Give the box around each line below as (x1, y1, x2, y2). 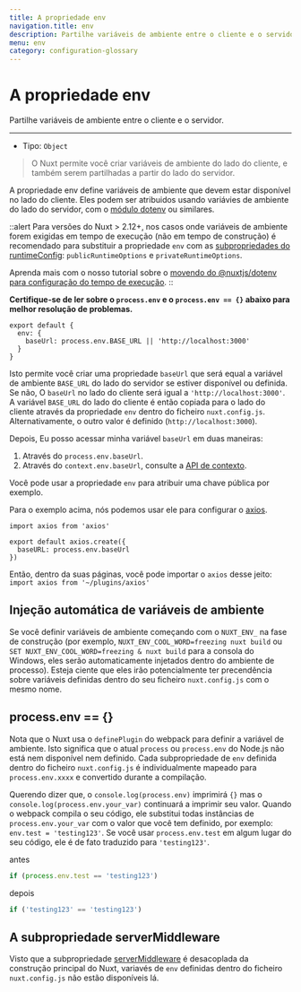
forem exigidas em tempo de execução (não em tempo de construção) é (9, 231, 276, 242)
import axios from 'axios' (9, 522, 110, 531)
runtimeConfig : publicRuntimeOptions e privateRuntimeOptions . (9, 250, 243, 261)
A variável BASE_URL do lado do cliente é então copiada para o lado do (9, 396, 266, 408)
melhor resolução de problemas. (9, 304, 133, 315)
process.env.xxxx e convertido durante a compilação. (9, 771, 208, 782)
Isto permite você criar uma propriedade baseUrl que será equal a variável (9, 369, 284, 379)
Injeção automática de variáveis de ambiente (9, 603, 265, 618)
